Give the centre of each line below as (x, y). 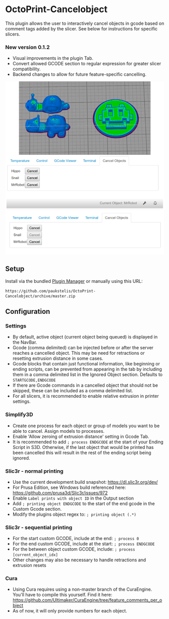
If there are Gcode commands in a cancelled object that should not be (85, 385)
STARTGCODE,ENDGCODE (34, 381)
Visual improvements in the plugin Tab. (53, 58)
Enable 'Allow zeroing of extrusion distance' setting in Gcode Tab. (81, 436)
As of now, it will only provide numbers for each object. (70, 611)
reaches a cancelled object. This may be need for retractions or (78, 353)
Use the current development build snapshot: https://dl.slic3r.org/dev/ (85, 482)
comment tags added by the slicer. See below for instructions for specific (81, 28)
